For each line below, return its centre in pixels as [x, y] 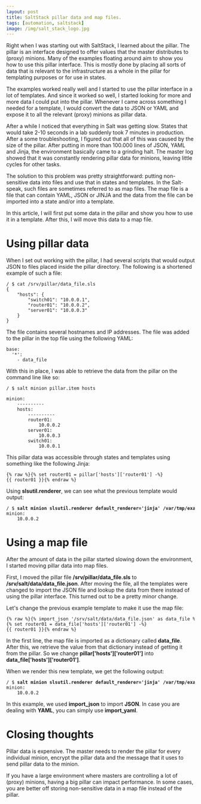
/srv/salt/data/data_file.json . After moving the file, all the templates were [97, 584]
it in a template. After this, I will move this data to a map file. [80, 220]
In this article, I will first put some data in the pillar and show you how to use [100, 213]
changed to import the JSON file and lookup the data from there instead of [98, 590]
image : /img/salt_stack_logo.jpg [48, 28]
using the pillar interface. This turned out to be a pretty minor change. [92, 596]
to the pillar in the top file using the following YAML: [70, 338]
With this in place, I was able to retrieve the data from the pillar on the [92, 371]
